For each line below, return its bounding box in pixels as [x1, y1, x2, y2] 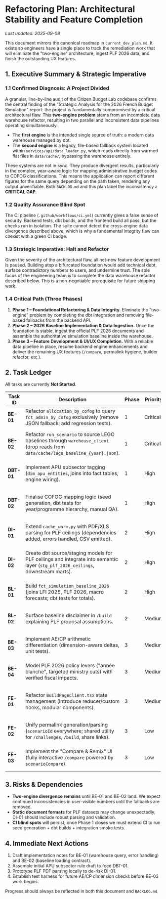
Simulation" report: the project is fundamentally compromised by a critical [5, 106, 156, 112]
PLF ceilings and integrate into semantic [25, 556, 119, 563]
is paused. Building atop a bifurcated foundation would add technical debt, [5, 262, 157, 268]
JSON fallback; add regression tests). [25, 420, 112, 427]
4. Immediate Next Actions [5, 839, 89, 848]
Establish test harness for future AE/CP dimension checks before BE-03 [12, 873, 159, 879]
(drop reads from [25, 443, 65, 450]
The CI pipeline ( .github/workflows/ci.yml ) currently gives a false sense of [5, 212, 159, 218]
